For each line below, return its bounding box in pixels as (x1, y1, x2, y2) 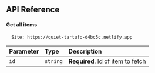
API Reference (6, 5, 60, 15)
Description (68, 47, 102, 55)
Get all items (6, 21, 38, 28)
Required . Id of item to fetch (68, 57, 146, 65)
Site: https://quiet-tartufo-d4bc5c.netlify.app (11, 34, 133, 40)
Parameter (9, 47, 39, 55)
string (44, 58, 63, 64)
